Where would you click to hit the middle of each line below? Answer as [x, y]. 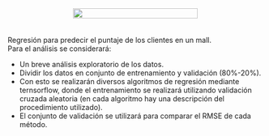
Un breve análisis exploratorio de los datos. [91, 64]
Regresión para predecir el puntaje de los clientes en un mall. [110, 40]
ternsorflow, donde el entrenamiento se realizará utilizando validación [136, 90]
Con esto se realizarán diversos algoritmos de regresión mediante [129, 81]
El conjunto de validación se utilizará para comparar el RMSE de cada [135, 116]
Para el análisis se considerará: [60, 49]
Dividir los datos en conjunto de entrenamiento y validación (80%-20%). [140, 73]
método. [33, 124]
